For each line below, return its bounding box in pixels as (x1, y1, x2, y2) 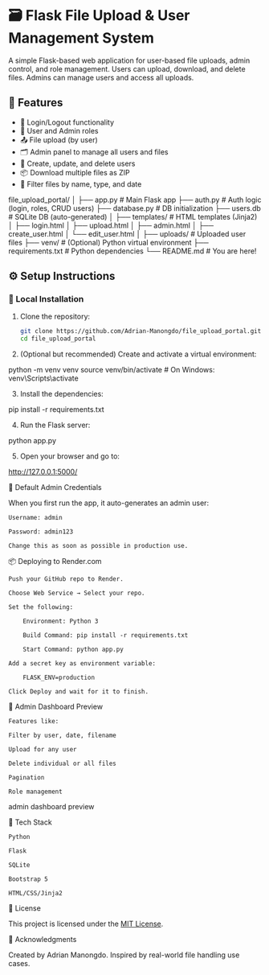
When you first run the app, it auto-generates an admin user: (8, 498, 210, 508)
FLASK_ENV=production (22, 673, 95, 682)
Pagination (8, 774, 45, 782)
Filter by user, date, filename (8, 731, 116, 740)
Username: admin (8, 514, 63, 522)
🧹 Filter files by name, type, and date (19, 179, 142, 189)
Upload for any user (8, 746, 78, 754)
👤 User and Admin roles (19, 125, 99, 135)
